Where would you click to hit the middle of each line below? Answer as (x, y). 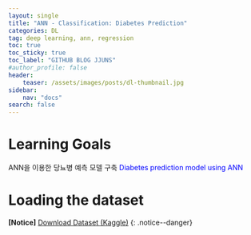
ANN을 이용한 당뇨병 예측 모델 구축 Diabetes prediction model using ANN (126, 168)
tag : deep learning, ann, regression (71, 38)
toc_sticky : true (37, 53)
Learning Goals (60, 144)
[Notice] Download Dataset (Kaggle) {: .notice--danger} (101, 222)
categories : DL (34, 30)
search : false (32, 105)
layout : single (34, 16)
